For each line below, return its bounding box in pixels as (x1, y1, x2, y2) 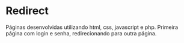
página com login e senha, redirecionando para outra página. (5, 29, 157, 37)
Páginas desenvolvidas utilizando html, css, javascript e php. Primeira (5, 24, 179, 31)
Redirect (5, 4, 49, 18)
